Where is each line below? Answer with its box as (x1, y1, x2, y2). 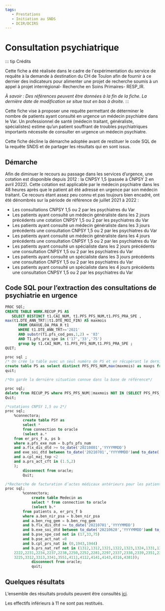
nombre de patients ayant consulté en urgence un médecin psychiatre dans (5, 113, 158, 119)
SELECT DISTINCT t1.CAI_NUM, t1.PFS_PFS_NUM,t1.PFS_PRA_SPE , (11, 314, 141, 319)
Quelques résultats (5, 578, 65, 586)
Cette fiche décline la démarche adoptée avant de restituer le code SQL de (5, 138, 157, 144)
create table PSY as (23, 418, 65, 423)
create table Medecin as (31, 495, 82, 500)
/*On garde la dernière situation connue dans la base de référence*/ (5, 377, 153, 382)
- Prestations (11, 12, 41, 17)
